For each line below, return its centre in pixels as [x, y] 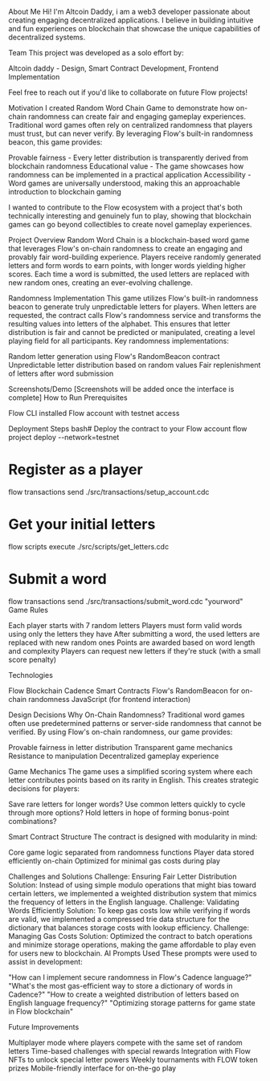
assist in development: [45, 961]
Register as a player [76, 470]
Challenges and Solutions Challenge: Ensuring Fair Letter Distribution [123, 876]
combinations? [33, 821]
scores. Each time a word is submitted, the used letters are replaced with [129, 274]
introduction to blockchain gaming [65, 192]
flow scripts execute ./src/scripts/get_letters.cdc [89, 546]
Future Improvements [44, 1026]
